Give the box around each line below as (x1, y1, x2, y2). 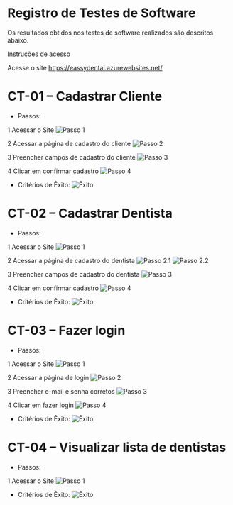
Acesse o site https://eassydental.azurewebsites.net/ (7, 63, 163, 72)
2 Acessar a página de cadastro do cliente (7, 139, 131, 148)
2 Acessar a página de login (7, 373, 90, 382)
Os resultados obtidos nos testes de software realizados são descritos (7, 28, 214, 37)
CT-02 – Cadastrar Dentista (7, 206, 173, 221)
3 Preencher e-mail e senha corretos (7, 387, 115, 395)
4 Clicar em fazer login (7, 401, 75, 409)
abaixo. (7, 35, 29, 44)
